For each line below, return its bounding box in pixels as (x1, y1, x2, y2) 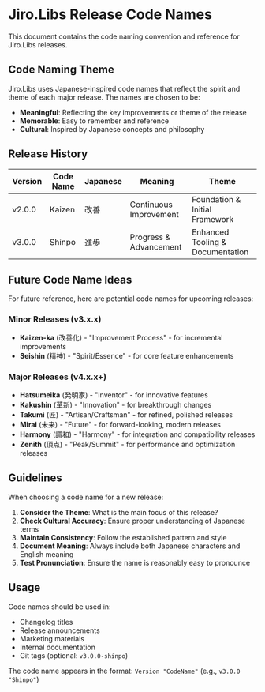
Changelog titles (19, 617, 73, 626)
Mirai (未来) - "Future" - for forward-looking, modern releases (19, 419, 221, 429)
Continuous (129, 199, 174, 210)
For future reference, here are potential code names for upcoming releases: (8, 294, 254, 303)
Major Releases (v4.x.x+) (8, 371, 107, 382)
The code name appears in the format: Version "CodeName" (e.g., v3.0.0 (8, 666, 241, 675)
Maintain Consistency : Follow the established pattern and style (19, 532, 227, 542)
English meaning (19, 549, 74, 558)
